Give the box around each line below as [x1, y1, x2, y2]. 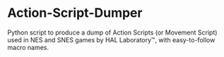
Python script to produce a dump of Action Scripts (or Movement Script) [7, 28, 218, 37]
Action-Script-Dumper [7, 5, 143, 21]
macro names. [7, 43, 49, 51]
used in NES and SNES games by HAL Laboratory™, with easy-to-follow [7, 35, 216, 44]
